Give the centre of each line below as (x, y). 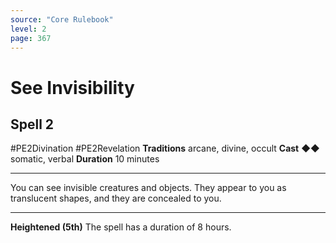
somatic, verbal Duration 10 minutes (85, 159)
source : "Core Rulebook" (62, 19)
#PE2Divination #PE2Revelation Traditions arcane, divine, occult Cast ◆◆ (165, 148)
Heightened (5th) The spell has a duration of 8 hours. (121, 227)
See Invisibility (72, 87)
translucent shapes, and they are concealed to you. (116, 198)
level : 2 (28, 29)
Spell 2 (32, 124)
